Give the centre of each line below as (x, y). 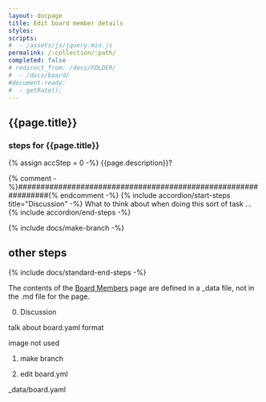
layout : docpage (35, 16)
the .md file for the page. (49, 296)
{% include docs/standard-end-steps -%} (77, 272)
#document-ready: (37, 82)
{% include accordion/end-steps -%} (70, 212)
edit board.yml (44, 374)
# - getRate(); (35, 90)
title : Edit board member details (66, 23)
